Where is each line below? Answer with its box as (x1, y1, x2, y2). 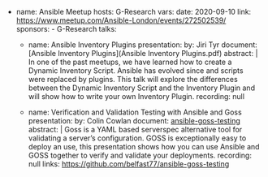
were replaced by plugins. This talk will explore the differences (28, 75, 238, 84)
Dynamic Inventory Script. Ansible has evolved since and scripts (28, 66, 244, 76)
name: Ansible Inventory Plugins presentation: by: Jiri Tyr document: (28, 40, 257, 50)
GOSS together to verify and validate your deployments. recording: (28, 150, 252, 160)
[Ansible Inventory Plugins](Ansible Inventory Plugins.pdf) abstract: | (28, 49, 258, 58)
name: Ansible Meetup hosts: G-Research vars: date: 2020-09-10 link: (15, 7, 252, 16)
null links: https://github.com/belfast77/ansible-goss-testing (28, 159, 230, 169)
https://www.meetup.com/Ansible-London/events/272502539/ (15, 15, 227, 25)
